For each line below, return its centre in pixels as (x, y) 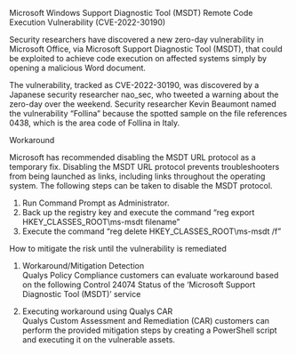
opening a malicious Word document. (78, 68)
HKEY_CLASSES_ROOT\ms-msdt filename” (101, 222)
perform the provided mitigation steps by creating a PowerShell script (149, 330)
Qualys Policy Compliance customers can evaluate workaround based (150, 275)
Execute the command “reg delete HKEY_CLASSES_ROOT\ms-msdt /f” (152, 231)
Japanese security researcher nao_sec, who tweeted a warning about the (144, 94)
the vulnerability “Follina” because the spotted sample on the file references (148, 113)
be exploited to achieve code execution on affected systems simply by (138, 58)
